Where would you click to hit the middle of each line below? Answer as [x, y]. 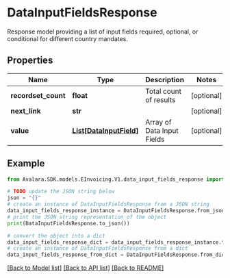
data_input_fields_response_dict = [58, 242]
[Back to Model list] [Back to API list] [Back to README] [86, 268]
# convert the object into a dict [56, 236]
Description [165, 79]
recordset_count [38, 95]
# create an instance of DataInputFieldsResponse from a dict [98, 249]
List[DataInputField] [105, 130]
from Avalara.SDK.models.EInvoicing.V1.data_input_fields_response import [116, 179]
